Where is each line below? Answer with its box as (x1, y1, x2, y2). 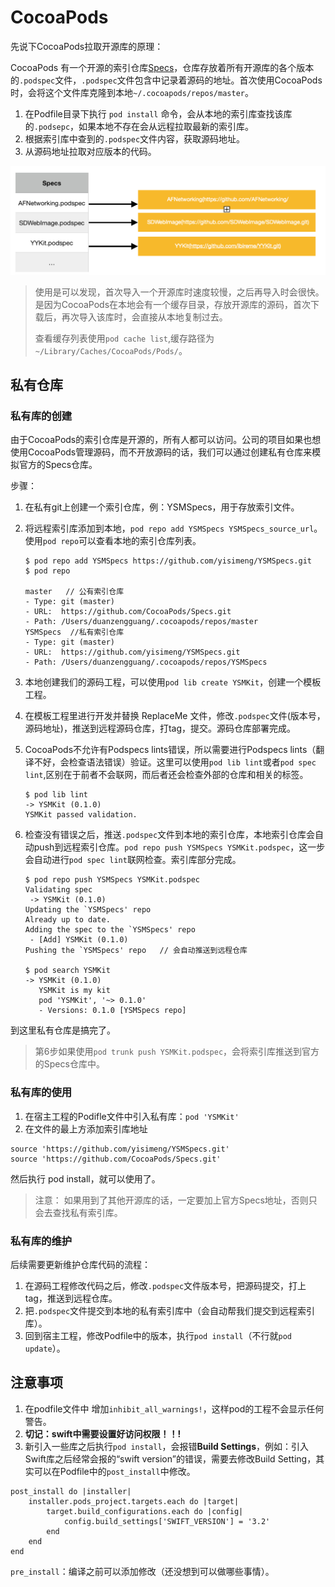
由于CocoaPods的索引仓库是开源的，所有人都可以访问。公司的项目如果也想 (10, 434, 322, 446)
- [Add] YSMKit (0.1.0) (29, 935, 129, 945)
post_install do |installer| (10, 1486, 132, 1496)
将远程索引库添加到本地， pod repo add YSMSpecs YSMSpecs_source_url (24, 522, 315, 535)
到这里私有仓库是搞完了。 (10, 1024, 116, 1036)
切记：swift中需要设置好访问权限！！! (24, 1427, 182, 1440)
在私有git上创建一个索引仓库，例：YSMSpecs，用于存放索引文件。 (24, 501, 300, 513)
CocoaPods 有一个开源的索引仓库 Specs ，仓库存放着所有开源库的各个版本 (10, 61, 315, 73)
